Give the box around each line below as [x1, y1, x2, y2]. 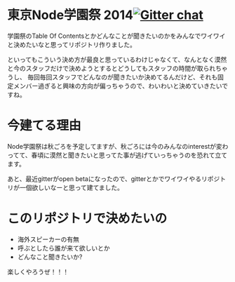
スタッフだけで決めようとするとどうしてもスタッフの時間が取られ [25, 64, 216, 72]
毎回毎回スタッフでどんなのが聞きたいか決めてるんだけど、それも [27, 72, 218, 81]
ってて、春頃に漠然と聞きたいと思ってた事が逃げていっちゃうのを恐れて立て [7, 151, 228, 159]
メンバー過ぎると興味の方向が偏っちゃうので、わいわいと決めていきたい [13, 81, 222, 90]
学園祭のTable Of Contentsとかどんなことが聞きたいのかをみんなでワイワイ [7, 32, 226, 40]
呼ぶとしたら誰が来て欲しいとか [17, 243, 110, 252]
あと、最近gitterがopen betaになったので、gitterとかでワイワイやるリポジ [7, 174, 220, 183]
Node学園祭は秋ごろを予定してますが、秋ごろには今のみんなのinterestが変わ [7, 142, 229, 150]
